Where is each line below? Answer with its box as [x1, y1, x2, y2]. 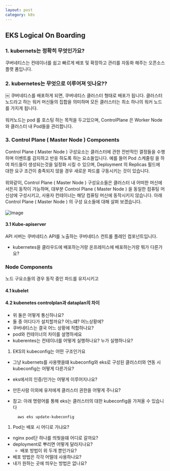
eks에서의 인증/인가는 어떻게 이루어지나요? [12, 376, 98, 382]
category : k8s [5, 12, 36, 17]
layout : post [5, 7, 33, 13]
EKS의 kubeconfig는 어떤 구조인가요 [12, 348, 86, 355]
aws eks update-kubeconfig [17, 415, 75, 420]
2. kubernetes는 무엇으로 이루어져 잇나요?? [5, 80, 108, 87]
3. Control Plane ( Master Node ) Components [5, 136, 120, 143]
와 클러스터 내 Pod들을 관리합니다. [5, 123, 74, 130]
